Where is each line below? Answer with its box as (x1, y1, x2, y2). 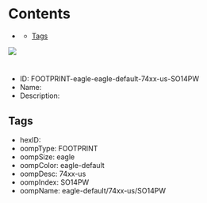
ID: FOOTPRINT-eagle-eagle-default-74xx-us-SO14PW (19, 74, 200, 84)
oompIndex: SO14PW (19, 177, 90, 187)
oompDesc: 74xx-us (19, 169, 86, 178)
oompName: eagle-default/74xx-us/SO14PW (19, 185, 167, 195)
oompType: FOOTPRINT (19, 143, 98, 153)
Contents (8, 5, 71, 23)
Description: (19, 91, 60, 100)
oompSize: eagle (19, 152, 75, 162)
